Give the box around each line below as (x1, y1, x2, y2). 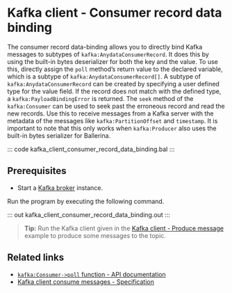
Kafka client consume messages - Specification (17, 277, 154, 286)
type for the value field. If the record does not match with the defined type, (7, 87, 222, 95)
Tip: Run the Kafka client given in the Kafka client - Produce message (24, 224, 224, 232)
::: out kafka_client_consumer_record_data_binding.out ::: (7, 210, 170, 219)
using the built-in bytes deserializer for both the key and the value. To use (7, 57, 219, 65)
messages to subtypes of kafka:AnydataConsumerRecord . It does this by (7, 50, 210, 58)
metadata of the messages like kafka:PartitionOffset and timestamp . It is (7, 116, 218, 125)
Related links (7, 252, 65, 264)
